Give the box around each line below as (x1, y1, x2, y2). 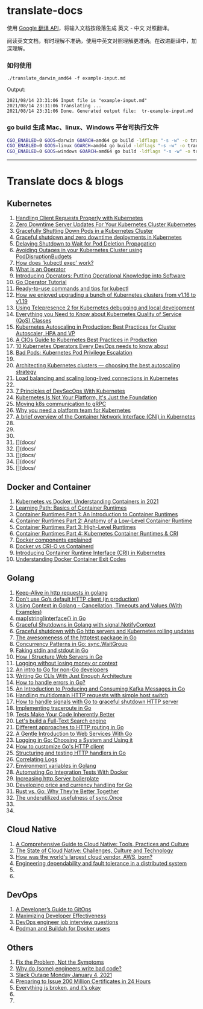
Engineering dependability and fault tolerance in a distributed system (15, 859, 187, 867)
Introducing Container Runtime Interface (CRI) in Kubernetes (15, 549, 166, 556)
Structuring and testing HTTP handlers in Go (15, 749, 126, 756)
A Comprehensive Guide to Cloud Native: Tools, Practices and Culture (15, 840, 189, 847)
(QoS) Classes (15, 317, 52, 324)
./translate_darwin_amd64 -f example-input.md (7, 75, 126, 81)
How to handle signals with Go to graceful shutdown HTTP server (15, 698, 179, 705)
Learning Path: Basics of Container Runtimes (15, 504, 127, 511)
